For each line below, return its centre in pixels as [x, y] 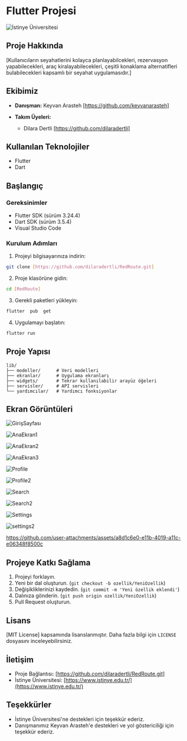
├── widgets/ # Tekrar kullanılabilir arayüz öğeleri [82, 381]
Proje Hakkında [35, 46]
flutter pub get [29, 311]
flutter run [21, 333]
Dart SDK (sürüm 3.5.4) [43, 222]
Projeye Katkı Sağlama [48, 562]
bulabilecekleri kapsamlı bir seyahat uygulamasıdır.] [69, 73]
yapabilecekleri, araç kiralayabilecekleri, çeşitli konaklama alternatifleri [92, 66]
